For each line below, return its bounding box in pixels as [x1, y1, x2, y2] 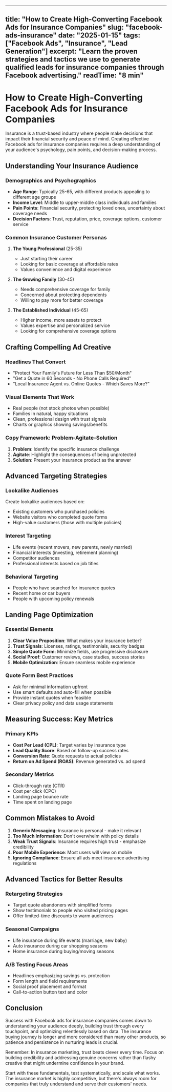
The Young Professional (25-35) [12, 245, 82, 252]
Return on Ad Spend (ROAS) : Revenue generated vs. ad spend [12, 758, 146, 764]
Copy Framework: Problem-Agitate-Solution [5, 434, 118, 441]
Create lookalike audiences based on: [5, 499, 85, 505]
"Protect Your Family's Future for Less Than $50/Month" [12, 370, 132, 376]
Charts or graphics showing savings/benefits [12, 421, 107, 428]
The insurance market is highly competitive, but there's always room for [5, 1075, 157, 1081]
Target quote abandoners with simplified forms [12, 902, 112, 908]
